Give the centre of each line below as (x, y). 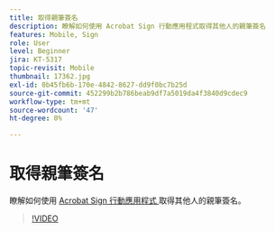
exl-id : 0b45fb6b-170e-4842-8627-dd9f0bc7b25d (98, 85)
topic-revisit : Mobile (52, 69)
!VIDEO (45, 218)
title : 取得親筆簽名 (44, 18)
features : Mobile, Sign (54, 34)
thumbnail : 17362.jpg (50, 77)
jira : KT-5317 (36, 60)
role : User (30, 43)
